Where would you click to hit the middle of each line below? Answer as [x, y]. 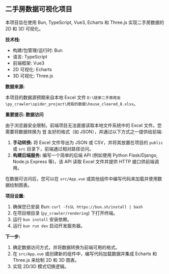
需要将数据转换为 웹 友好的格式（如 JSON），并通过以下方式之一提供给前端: [84, 132]
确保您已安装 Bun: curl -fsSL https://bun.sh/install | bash [78, 206]
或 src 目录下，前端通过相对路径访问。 [53, 148]
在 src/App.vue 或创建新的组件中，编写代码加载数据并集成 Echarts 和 [85, 254]
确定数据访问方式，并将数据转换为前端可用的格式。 [66, 247]
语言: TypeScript [30, 56]
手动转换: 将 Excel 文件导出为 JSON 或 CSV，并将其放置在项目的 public [88, 142]
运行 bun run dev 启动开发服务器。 [49, 226]
